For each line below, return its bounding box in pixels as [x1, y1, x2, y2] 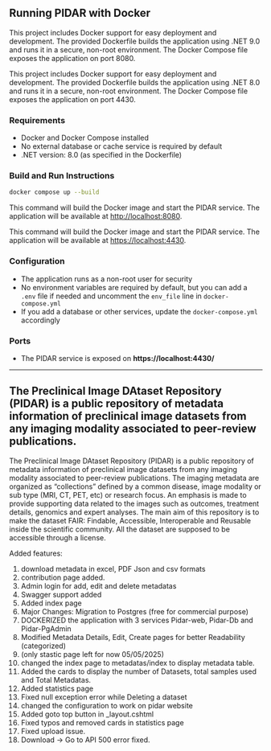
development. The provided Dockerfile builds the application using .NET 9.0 [9, 36, 261, 46]
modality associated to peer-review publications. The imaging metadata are [9, 473, 260, 482]
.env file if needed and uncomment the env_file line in [20, 291, 202, 301]
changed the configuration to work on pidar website [20, 700, 194, 710]
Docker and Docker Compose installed [20, 133, 150, 143]
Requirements [9, 114, 66, 125]
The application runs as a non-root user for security [20, 273, 193, 284]
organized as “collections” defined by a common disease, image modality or [9, 482, 262, 491]
